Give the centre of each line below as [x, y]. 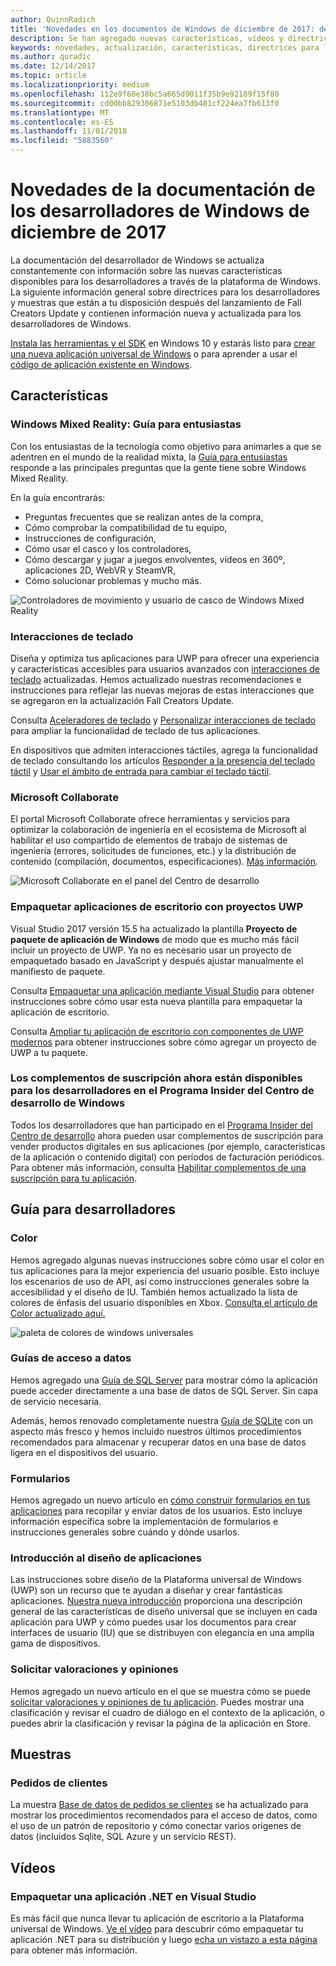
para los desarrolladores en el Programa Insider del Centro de [162, 1091]
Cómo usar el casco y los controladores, [108, 548]
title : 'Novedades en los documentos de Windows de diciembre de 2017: [162, 29]
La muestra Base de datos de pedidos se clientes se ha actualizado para [159, 1805]
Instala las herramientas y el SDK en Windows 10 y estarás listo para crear [163, 343]
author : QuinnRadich [53, 19]
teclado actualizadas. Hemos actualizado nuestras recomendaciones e [156, 679]
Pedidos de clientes [59, 1783]
